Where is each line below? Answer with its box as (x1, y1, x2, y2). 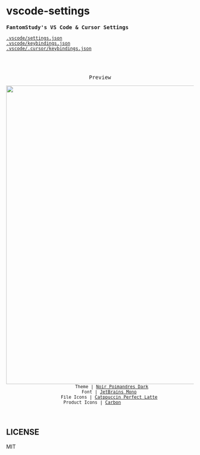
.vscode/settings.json (6, 35, 62, 41)
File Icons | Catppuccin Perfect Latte (60, 394, 158, 400)
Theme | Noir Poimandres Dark (75, 383, 149, 389)
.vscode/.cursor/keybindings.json (6, 45, 92, 51)
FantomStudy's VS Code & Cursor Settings (6, 24, 129, 30)
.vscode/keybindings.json (6, 40, 70, 46)
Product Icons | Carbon (63, 399, 121, 405)
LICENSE (6, 427, 40, 437)
